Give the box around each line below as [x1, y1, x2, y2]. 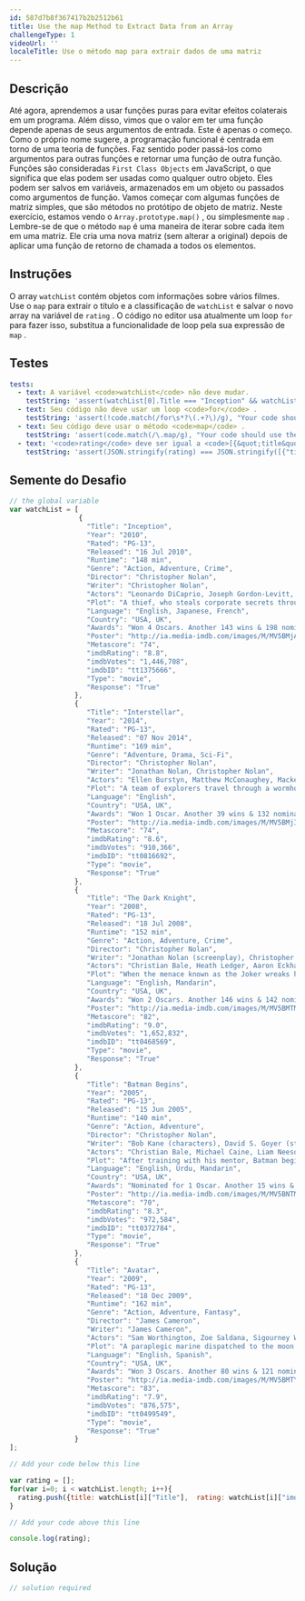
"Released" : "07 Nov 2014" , [86, 733, 193, 742]
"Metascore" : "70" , [86, 1197, 161, 1207]
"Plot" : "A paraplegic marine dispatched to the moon [86, 1342, 295, 1351]
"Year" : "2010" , [86, 530, 148, 539]
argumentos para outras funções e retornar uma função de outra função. [9, 153, 283, 164]
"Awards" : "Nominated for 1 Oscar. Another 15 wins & [86, 1181, 295, 1191]
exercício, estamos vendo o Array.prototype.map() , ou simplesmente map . [9, 211, 290, 222]
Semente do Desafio [9, 472, 127, 487]
